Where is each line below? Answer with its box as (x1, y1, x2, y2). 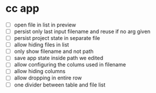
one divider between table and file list (14, 81, 105, 88)
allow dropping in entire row (14, 74, 82, 81)
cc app (5, 2, 39, 15)
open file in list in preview (14, 21, 77, 28)
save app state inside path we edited (14, 55, 104, 62)
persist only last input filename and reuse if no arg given (14, 28, 151, 35)
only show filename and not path (14, 48, 94, 55)
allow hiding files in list (14, 41, 69, 48)
